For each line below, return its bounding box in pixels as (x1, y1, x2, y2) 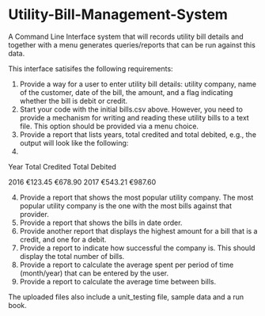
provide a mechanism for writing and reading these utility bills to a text (19, 112, 249, 122)
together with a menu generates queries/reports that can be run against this (8, 40, 256, 49)
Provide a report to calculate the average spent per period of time (19, 260, 234, 269)
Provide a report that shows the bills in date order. (19, 218, 183, 227)
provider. (19, 209, 49, 219)
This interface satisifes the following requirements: (8, 63, 173, 73)
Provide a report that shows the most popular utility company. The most (19, 192, 254, 202)
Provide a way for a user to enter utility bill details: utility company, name (19, 79, 257, 89)
